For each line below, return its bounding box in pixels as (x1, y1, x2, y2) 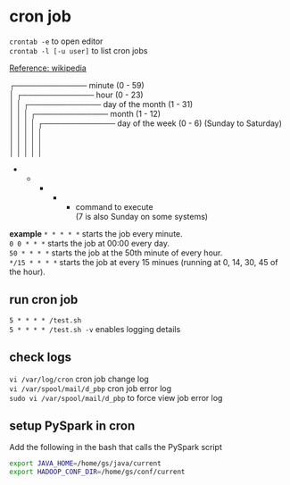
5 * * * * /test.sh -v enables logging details (9, 323, 181, 334)
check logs (9, 350, 72, 365)
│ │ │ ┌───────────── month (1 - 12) (9, 108, 162, 119)
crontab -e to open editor (9, 36, 104, 46)
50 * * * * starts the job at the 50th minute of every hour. (9, 247, 223, 258)
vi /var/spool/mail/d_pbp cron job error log (9, 382, 172, 394)
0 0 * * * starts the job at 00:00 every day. (9, 238, 170, 248)
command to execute (75, 201, 153, 212)
